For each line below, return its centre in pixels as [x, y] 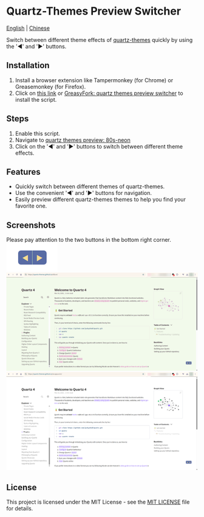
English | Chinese [28, 28]
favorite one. [31, 206]
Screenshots [31, 225]
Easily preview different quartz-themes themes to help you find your [100, 200]
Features [23, 172]
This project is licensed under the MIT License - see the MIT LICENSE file [98, 502]
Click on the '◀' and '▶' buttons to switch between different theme [99, 146]
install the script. [36, 99]
